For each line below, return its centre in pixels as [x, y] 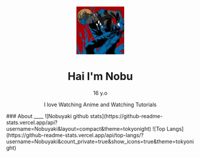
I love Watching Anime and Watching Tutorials [100, 104]
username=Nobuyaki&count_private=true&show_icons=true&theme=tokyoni [100, 141]
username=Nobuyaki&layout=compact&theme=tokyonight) [79, 128]
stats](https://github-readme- [126, 116]
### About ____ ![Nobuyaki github [47, 116]
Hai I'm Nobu [100, 77]
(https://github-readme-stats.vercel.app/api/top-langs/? [75, 135]
